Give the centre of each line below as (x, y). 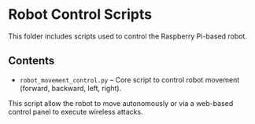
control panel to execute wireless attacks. (76, 111)
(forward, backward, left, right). (70, 88)
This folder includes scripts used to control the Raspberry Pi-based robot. (128, 36)
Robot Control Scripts (80, 15)
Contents (31, 61)
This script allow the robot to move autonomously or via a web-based (121, 103)
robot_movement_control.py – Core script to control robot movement (129, 79)
